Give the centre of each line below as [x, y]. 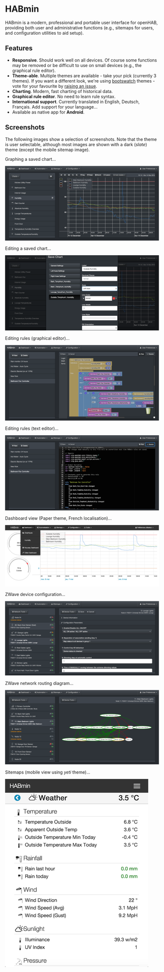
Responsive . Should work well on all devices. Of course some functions [84, 60]
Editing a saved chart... [28, 248]
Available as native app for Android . [48, 112]
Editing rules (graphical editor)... [37, 338]
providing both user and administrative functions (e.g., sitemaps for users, [80, 27]
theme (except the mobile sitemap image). [48, 150]
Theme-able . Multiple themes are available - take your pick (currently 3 [84, 76]
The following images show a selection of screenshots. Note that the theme [81, 139]
